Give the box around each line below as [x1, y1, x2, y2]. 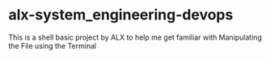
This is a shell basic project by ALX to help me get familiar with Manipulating [8, 32, 263, 42]
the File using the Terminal [8, 40, 97, 50]
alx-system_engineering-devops [8, 6, 234, 24]
